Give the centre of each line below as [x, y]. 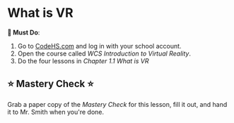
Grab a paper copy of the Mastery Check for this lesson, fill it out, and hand [117, 104]
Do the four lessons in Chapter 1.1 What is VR [83, 60]
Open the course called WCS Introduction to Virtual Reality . [104, 53]
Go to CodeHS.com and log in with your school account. [99, 46]
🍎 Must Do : [24, 32]
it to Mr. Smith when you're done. [56, 112]
